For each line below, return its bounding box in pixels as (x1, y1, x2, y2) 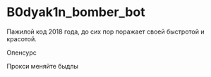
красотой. (6, 34, 37, 43)
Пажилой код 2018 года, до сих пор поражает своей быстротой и (6, 27, 205, 36)
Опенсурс (6, 48, 37, 57)
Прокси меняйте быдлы (6, 62, 79, 70)
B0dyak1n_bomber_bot (6, 4, 145, 20)
